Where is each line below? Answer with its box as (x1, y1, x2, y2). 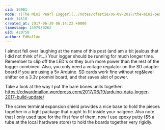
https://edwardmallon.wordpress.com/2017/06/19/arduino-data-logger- (5, 89, 150, 95)
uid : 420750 (5, 30, 29, 35)
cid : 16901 (5, 7, 27, 12)
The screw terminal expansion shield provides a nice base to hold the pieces (5, 104, 160, 109)
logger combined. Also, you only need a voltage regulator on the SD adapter (5, 63, 160, 69)
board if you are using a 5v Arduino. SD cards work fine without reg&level (5, 69, 154, 75)
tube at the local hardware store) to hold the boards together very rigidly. (5, 119, 153, 125)
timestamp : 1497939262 (5, 26, 52, 30)
